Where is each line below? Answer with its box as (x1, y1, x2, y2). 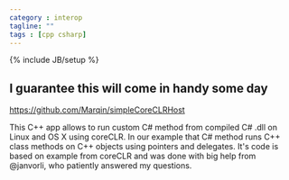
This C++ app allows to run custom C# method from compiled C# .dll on (9, 122, 278, 133)
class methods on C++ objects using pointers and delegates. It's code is (9, 141, 279, 152)
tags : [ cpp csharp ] (9, 30, 88, 39)
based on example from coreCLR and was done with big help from (9, 150, 256, 162)
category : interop (9, 13, 83, 22)
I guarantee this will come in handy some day (9, 80, 268, 95)
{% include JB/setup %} (9, 55, 99, 66)
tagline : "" (9, 22, 54, 31)
